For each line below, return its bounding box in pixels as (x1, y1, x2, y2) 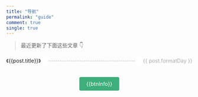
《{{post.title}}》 (6, 57, 41, 65)
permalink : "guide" (6, 14, 54, 20)
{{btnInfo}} (86, 80, 113, 87)
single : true (6, 25, 38, 31)
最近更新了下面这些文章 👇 (20, 42, 84, 49)
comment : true (6, 19, 41, 25)
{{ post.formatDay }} (142, 57, 193, 65)
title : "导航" (6, 8, 40, 15)
